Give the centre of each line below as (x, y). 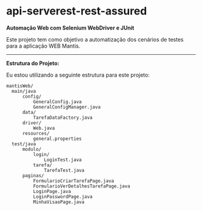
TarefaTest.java (64, 170)
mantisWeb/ (20, 86)
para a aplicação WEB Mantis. (43, 46)
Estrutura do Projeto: (33, 63)
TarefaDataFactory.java (63, 118)
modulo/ (32, 149)
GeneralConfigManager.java (67, 107)
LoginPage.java (52, 191)
